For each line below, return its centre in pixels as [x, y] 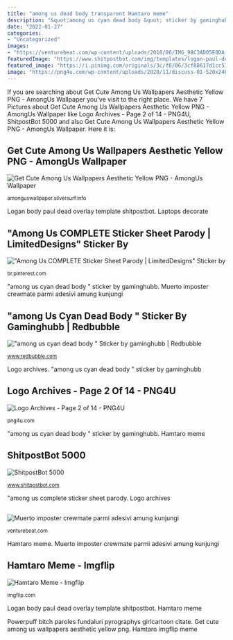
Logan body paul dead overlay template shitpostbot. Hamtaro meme [105, 608]
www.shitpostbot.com [34, 485]
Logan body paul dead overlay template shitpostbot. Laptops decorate [108, 211]
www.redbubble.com [32, 356]
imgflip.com [21, 595]
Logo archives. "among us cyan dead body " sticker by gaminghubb [104, 369]
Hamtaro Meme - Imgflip [61, 566]
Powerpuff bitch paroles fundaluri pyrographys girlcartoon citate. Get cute [113, 621]
